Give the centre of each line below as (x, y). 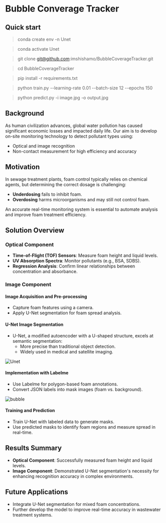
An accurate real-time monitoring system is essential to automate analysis (81, 209)
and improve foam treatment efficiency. (46, 214)
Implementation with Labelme (37, 373)
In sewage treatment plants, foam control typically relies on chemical (76, 179)
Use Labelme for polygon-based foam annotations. (65, 384)
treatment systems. (32, 514)
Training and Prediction (30, 411)
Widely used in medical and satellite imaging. (67, 351)
